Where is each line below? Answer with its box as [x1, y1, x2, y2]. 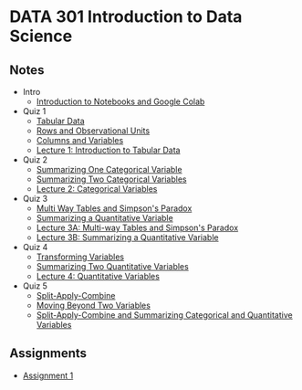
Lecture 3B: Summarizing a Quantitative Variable [36, 232, 219, 243]
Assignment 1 [22, 370, 74, 381]
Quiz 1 [22, 106, 47, 116]
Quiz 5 [22, 280, 48, 291]
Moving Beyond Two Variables [36, 300, 151, 311]
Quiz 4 [22, 242, 48, 252]
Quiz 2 [22, 154, 48, 165]
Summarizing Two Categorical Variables [36, 174, 187, 184]
